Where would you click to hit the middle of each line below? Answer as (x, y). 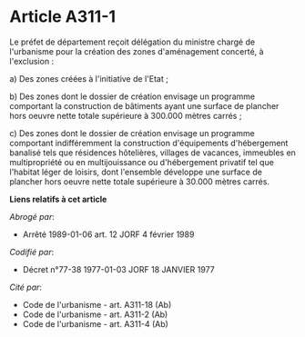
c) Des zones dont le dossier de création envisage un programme (132, 133)
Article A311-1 (63, 17)
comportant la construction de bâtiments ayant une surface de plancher (144, 105)
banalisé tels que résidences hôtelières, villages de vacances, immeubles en (152, 153)
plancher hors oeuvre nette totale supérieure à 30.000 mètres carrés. (140, 181)
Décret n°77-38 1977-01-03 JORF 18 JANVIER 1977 (119, 269)
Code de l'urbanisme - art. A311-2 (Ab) (95, 314)
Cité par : (26, 287)
